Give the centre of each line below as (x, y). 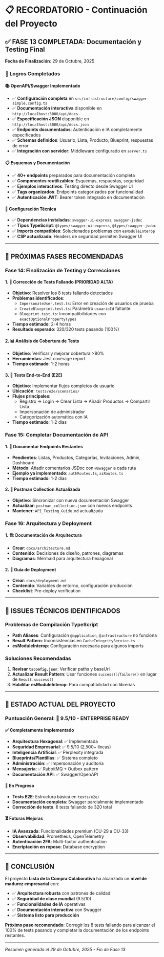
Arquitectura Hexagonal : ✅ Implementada (55, 741)
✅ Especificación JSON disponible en (51, 119)
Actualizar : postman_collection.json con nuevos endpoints (72, 505)
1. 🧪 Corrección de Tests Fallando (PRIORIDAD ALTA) (59, 282)
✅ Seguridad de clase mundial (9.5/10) (52, 898)
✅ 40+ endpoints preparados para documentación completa (73, 175)
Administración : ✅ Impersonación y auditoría (58, 763)
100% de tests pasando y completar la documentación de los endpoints (77, 930)
